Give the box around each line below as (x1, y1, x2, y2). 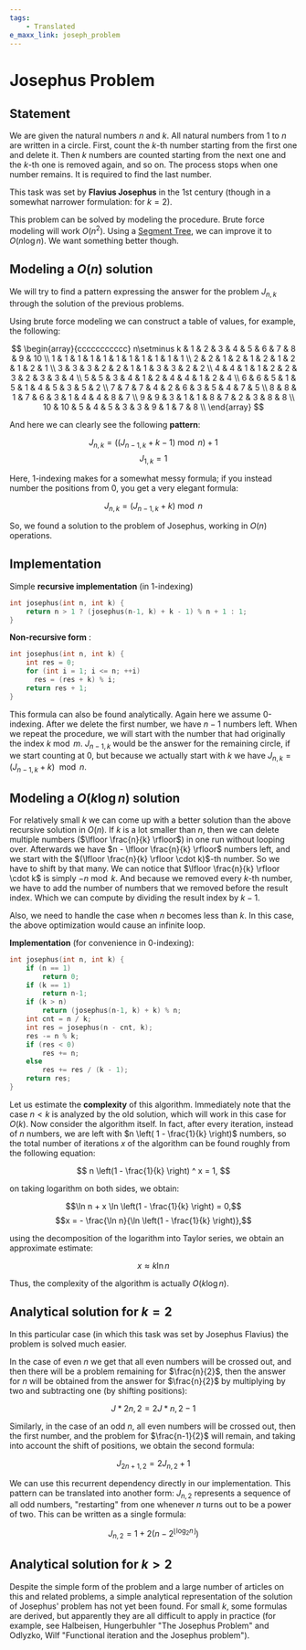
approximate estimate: (9, 1242, 94, 1253)
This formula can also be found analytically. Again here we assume (9, 708, 261, 719)
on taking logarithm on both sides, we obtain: (9, 1183, 180, 1194)
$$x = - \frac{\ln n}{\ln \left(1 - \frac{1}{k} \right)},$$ (55, 1215, 252, 1226)
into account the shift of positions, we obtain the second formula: (9, 1440, 255, 1451)
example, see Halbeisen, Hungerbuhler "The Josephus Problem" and (9, 1620, 269, 1631)
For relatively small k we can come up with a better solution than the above (9, 814, 291, 825)
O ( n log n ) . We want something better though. (9, 235, 180, 247)
